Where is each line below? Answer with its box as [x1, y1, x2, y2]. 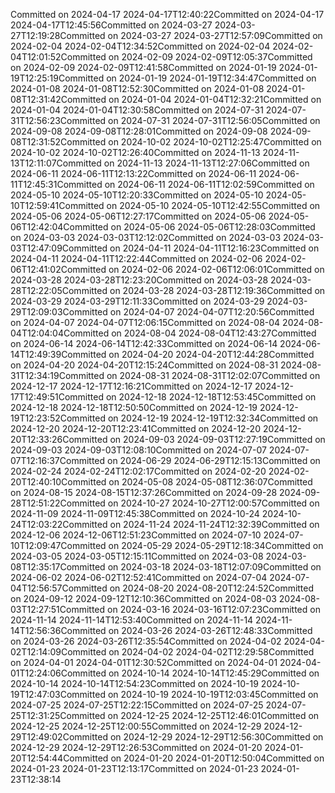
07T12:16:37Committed [10, 455, 106, 466]
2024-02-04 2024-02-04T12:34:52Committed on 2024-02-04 [10, 40, 271, 52]
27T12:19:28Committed [10, 30, 106, 41]
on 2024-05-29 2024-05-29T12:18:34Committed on [108, 540, 324, 551]
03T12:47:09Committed [10, 242, 108, 254]
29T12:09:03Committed [10, 306, 108, 318]
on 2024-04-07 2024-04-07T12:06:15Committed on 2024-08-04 [10, 317, 281, 328]
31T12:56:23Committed [10, 115, 107, 126]
